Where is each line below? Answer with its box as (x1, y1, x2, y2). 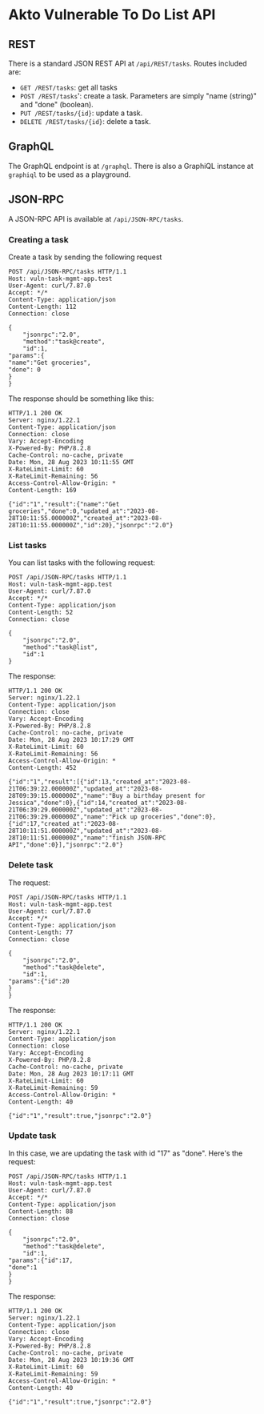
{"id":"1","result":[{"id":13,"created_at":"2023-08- (8, 778, 192, 786)
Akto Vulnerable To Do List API (8, 6, 216, 24)
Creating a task (8, 234, 70, 245)
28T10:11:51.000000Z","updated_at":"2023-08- (8, 827, 162, 835)
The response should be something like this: (8, 394, 154, 403)
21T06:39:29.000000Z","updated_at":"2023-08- (8, 806, 162, 814)
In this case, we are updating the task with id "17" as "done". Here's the (8, 1148, 243, 1158)
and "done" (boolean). (19, 100, 94, 109)
